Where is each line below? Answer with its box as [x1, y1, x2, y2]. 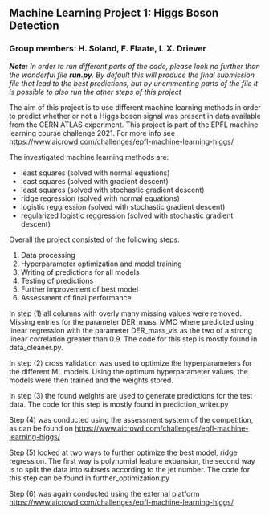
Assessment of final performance [20, 292, 132, 302]
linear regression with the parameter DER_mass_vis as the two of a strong [9, 325, 252, 335]
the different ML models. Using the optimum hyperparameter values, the [9, 366, 248, 376]
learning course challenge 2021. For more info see [9, 128, 176, 137]
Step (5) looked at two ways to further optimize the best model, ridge [9, 448, 238, 457]
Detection [9, 19, 59, 33]
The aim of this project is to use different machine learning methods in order [9, 102, 262, 112]
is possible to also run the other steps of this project [9, 87, 181, 96]
